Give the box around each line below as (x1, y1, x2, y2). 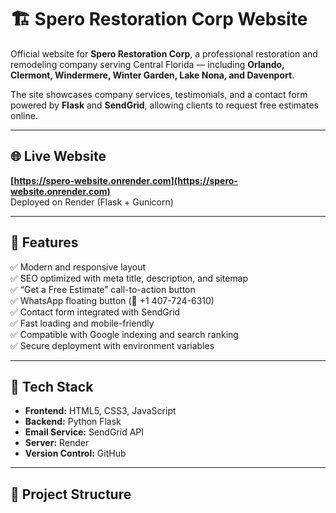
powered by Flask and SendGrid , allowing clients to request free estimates (10, 99, 319, 111)
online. (10, 109, 38, 121)
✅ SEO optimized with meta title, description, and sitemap (10, 272, 249, 284)
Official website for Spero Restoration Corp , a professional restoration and (10, 47, 318, 60)
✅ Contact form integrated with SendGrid (10, 306, 181, 318)
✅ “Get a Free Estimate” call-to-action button (10, 283, 196, 295)
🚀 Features (10, 234, 79, 251)
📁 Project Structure (10, 486, 132, 503)
